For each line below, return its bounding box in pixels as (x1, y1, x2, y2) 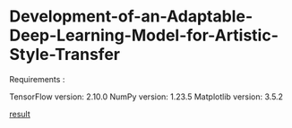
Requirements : (9, 73, 65, 84)
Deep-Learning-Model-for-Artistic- (9, 25, 279, 46)
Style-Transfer (9, 45, 121, 64)
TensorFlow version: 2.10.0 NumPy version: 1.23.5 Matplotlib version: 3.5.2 (9, 91, 284, 102)
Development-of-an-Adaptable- (9, 6, 253, 27)
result (9, 108, 31, 119)
